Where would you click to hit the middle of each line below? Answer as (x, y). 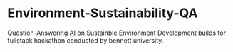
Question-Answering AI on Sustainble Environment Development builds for (117, 33)
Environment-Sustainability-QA (103, 13)
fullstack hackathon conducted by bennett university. (86, 40)
